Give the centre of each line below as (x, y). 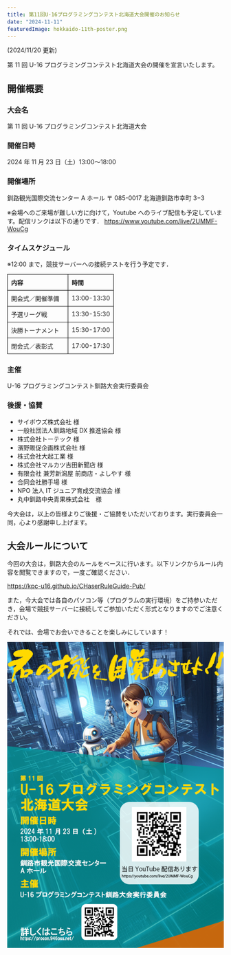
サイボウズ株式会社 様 (48, 421)
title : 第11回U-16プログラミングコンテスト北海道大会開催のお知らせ (93, 14)
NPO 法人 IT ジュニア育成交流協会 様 (69, 490)
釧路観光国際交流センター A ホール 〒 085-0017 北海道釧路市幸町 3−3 (106, 198)
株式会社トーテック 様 (48, 439)
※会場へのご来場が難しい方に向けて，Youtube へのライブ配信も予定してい (112, 212)
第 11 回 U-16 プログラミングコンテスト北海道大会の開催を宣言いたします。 (113, 65)
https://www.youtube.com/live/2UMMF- (161, 221)
